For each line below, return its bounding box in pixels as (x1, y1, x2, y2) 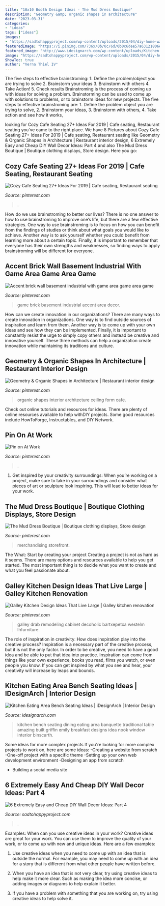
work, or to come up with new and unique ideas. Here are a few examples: (5, 841, 156, 847)
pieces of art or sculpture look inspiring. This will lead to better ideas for (12, 483, 158, 489)
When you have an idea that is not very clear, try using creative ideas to (12, 870, 158, 876)
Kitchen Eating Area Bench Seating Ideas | (5, 682, 137, 690)
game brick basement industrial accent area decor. (17, 302, 120, 308)
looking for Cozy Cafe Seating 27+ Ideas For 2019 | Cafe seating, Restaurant (5, 121, 160, 128)
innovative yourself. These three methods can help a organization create (5, 337, 152, 343)
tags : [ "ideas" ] (5, 30, 38, 35)
